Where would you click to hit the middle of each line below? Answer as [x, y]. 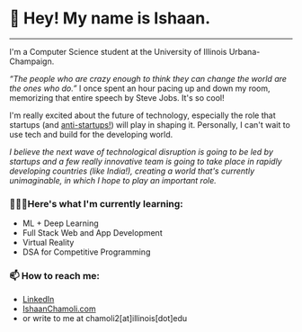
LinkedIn [38, 299]
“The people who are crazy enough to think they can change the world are [148, 78]
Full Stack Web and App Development [93, 233]
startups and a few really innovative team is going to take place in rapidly [146, 161]
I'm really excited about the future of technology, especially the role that [142, 115]
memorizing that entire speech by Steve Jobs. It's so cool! [117, 97]
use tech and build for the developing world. [91, 134]
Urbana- [244, 51]
